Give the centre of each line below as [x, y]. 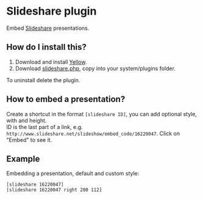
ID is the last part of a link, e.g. [45, 127]
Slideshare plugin [52, 11]
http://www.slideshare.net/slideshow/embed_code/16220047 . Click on [93, 133]
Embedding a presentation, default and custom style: [73, 173]
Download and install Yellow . [51, 61]
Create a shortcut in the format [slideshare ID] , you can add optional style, [101, 114]
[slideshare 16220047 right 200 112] [54, 190]
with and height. [27, 120]
